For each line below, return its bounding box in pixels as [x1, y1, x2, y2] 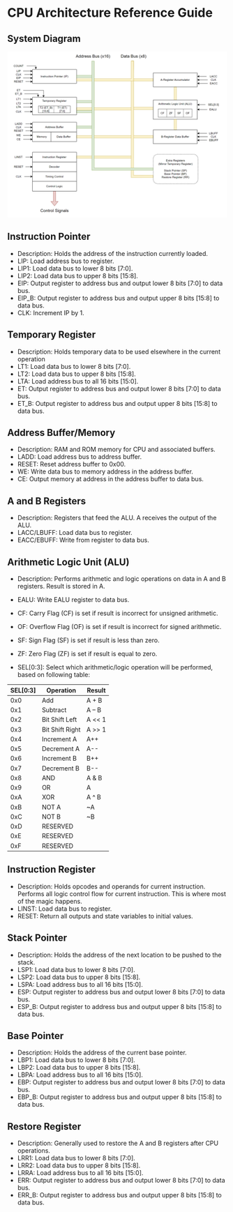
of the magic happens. [17, 897, 82, 905]
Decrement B [41, 764, 80, 772]
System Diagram [7, 33, 82, 45]
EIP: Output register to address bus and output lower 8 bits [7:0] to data [17, 279, 223, 287]
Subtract [41, 706, 67, 714]
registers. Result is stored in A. [17, 582, 106, 591]
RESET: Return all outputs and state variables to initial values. [17, 911, 193, 920]
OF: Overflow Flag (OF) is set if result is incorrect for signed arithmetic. [17, 623, 222, 631]
